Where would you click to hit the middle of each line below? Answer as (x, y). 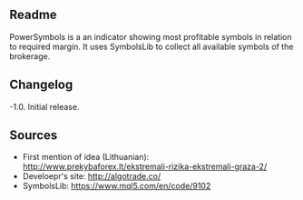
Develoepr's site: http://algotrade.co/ (92, 176)
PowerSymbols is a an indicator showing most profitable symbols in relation (151, 36)
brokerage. (30, 56)
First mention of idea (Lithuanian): (86, 157)
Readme (33, 15)
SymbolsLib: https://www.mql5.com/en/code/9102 (117, 186)
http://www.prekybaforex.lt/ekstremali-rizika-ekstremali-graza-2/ (145, 166)
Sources (34, 135)
